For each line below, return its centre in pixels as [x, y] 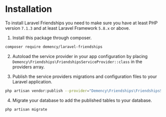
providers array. [28, 67]
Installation [29, 9]
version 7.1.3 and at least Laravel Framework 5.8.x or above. [67, 28]
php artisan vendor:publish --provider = [47, 91]
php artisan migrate [26, 109]
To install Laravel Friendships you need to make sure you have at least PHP [82, 23]
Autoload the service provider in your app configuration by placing [80, 56]
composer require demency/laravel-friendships [54, 47]
